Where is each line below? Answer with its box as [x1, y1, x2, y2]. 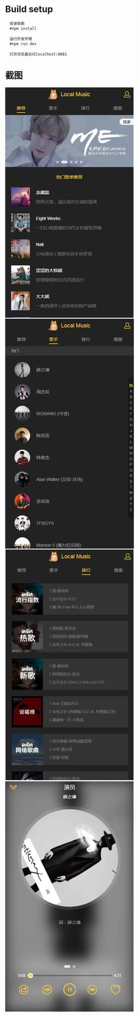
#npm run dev [9, 41, 37, 46]
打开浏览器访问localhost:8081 [9, 52, 67, 57]
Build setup [5, 4, 53, 15]
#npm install [9, 26, 37, 31]
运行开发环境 [9, 36, 32, 41]
